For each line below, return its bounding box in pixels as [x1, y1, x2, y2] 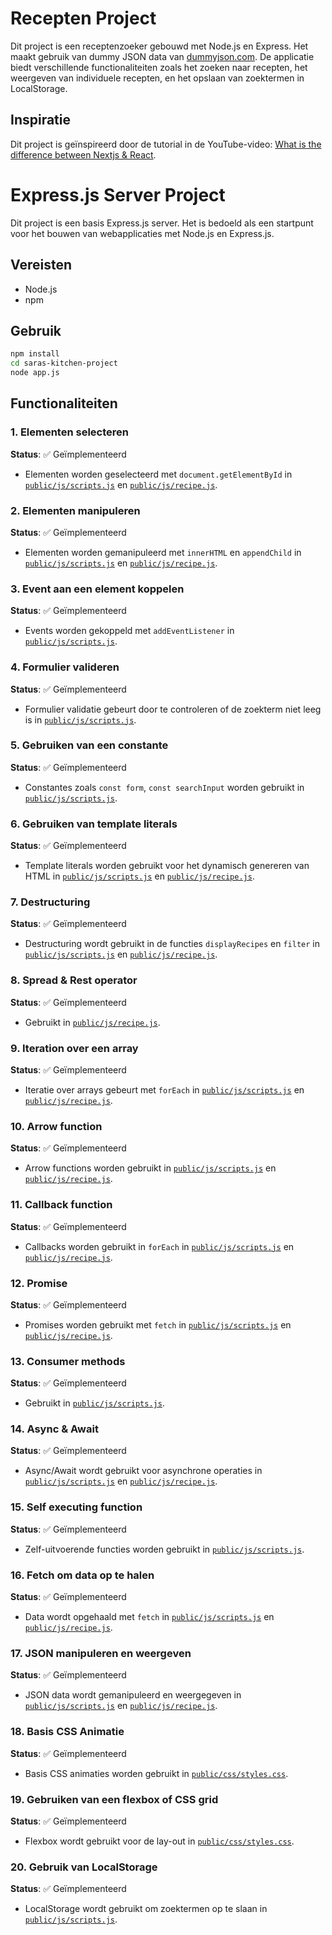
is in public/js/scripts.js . [24, 713, 137, 726]
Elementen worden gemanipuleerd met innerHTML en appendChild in [24, 546, 302, 558]
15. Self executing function [10, 1500, 143, 1514]
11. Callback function [10, 1198, 113, 1212]
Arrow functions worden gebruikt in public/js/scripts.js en [24, 1162, 277, 1174]
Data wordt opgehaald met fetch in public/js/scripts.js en [24, 1611, 275, 1623]
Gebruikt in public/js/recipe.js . [24, 1016, 161, 1028]
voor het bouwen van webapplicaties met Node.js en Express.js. [10, 227, 275, 239]
